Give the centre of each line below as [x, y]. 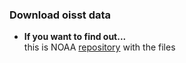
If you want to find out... [75, 37]
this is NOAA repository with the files [99, 47]
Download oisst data [60, 15]
